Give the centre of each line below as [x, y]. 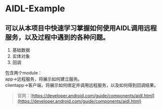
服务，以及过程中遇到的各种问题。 [57, 37]
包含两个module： [24, 73]
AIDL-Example [35, 9]
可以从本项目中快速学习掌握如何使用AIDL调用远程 [81, 28]
